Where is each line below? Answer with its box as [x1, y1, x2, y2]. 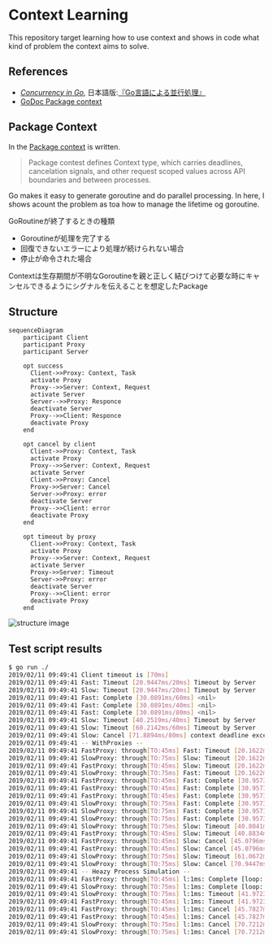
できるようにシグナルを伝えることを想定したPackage [29, 281, 209, 290]
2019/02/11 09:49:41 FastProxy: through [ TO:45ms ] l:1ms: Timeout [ [8, 898, 242, 906]
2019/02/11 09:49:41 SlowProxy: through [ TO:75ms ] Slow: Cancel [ [8, 859, 234, 868]
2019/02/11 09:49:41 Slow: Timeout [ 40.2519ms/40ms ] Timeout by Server [8, 716, 256, 724]
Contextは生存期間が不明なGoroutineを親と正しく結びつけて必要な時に [8, 271, 246, 281]
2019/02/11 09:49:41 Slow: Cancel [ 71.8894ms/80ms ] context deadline [8, 732, 249, 740]
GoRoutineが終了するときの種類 [8, 215, 115, 225]
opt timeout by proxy [23, 533, 96, 542]
